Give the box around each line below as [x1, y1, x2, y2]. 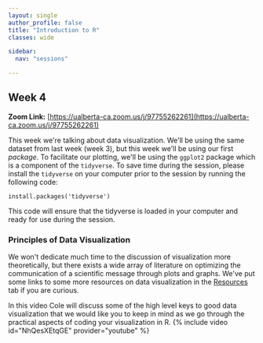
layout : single [8, 11, 58, 20]
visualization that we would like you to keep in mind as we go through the [8, 309, 245, 319]
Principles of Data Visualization [8, 234, 131, 245]
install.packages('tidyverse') [8, 192, 111, 201]
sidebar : [8, 48, 37, 56]
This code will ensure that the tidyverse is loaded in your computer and [8, 206, 238, 216]
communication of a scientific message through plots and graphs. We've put [8, 269, 255, 278]
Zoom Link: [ [8, 112, 50, 121]
